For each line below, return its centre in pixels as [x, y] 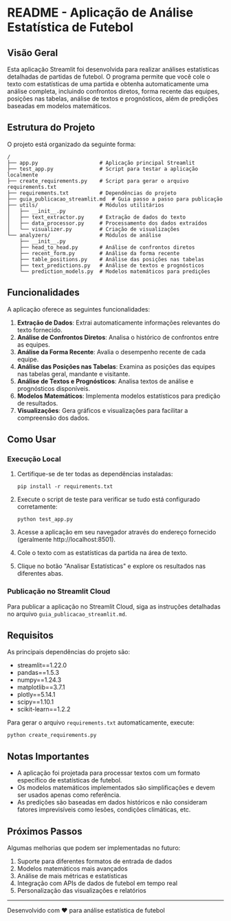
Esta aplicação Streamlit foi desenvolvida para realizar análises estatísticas [113, 69]
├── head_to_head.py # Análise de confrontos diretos [107, 247]
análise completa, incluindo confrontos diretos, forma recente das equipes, [113, 91]
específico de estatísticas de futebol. [69, 780]
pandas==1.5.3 [38, 673]
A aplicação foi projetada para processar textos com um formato [109, 773]
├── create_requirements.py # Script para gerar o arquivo [98, 181]
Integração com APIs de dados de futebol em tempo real [97, 883]
